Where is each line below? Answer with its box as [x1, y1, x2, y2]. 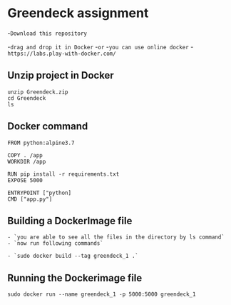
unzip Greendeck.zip [7, 88, 69, 96]
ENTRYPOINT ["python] [7, 189, 72, 196]
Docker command [7, 120, 88, 133]
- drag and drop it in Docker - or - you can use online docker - [7, 42, 194, 51]
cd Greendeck [7, 94, 46, 101]
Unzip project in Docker [7, 69, 114, 81]
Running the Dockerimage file [7, 271, 143, 284]
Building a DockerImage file [7, 214, 133, 226]
